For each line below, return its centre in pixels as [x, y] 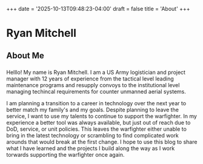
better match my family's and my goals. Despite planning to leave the [92, 110]
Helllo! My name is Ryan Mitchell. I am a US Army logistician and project [96, 72]
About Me [25, 55]
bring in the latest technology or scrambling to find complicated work [92, 135]
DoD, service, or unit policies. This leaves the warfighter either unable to [96, 129]
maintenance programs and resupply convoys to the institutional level [93, 85]
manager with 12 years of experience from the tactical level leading [90, 79]
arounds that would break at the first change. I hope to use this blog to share [102, 142]
